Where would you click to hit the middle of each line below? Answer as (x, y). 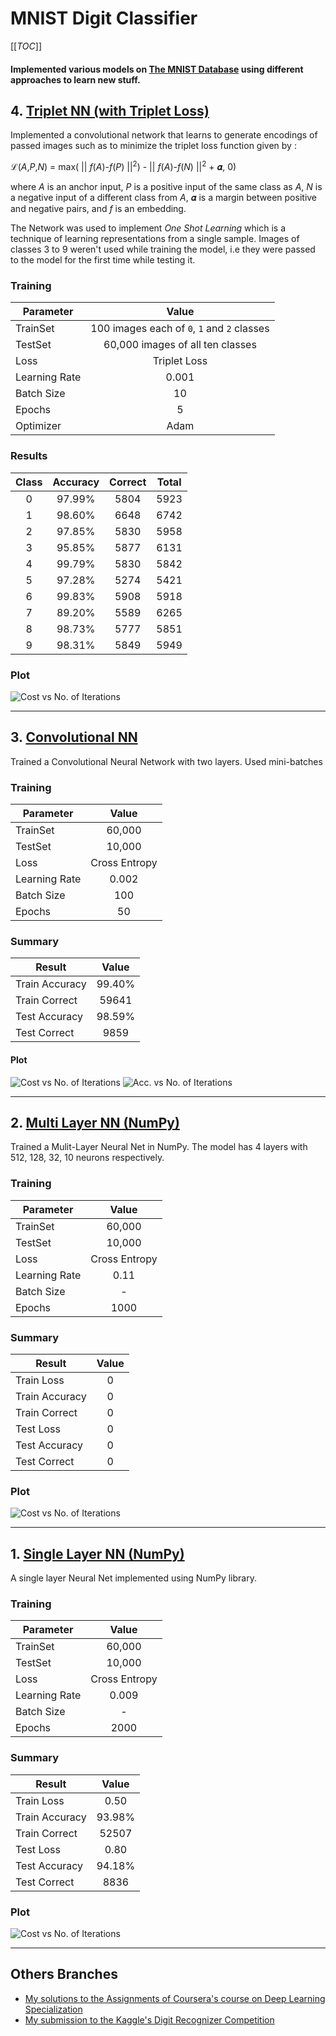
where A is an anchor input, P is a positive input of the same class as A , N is (166, 186)
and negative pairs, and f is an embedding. (98, 208)
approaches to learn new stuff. (75, 79)
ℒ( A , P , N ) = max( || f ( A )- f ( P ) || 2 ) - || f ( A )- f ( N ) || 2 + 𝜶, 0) (123, 165)
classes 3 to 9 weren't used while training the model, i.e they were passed (163, 249)
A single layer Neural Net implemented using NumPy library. (133, 1578)
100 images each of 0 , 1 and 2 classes (180, 329)
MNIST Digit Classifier (104, 18)
